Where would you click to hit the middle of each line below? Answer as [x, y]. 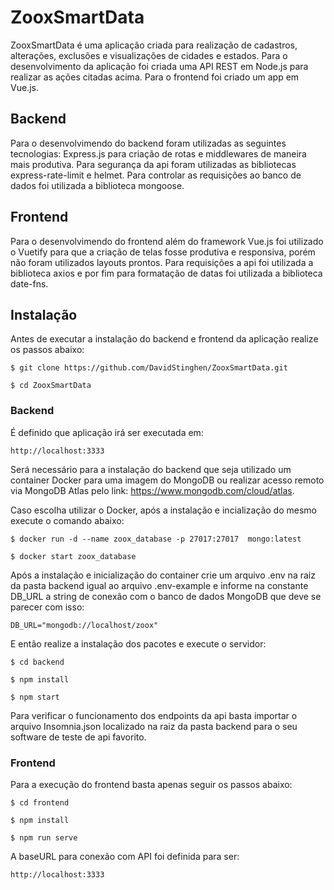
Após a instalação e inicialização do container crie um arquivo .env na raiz [163, 575]
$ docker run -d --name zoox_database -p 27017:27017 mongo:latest [156, 539]
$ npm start [35, 697]
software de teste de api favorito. [78, 737]
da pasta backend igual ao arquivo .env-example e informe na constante [159, 585]
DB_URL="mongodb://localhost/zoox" [84, 625]
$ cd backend [37, 662]
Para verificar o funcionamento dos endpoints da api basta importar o [154, 715]
